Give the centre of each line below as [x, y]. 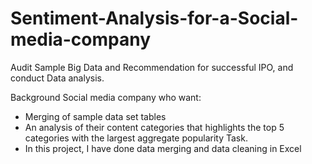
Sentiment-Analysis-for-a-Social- [154, 18]
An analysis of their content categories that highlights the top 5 [154, 127]
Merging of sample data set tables [95, 116]
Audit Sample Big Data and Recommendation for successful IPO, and [152, 67]
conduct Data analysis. [57, 78]
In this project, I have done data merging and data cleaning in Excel [163, 148]
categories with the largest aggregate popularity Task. [136, 138]
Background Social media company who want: [106, 97]
